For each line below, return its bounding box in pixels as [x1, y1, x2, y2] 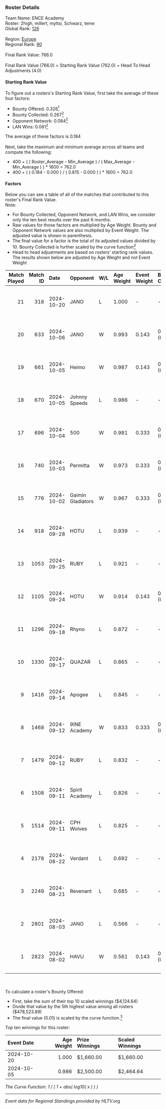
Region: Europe [5, 36, 37, 42]
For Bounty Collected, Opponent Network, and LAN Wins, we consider [12, 212, 156, 217]
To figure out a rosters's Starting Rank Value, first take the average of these [5, 90, 159, 96]
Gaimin [70, 491, 86, 498]
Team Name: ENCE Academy [5, 15, 64, 21]
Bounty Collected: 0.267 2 [12, 111, 64, 118]
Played [7, 277, 24, 284]
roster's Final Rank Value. [5, 197, 57, 203]
